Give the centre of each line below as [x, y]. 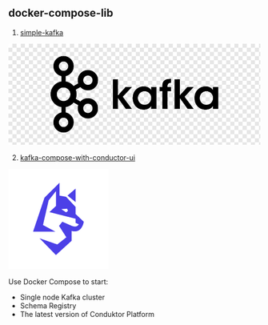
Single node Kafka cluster [62, 297]
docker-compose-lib [61, 13]
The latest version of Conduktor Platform [87, 314]
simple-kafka [42, 32]
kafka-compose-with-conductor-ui [78, 157]
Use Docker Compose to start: [58, 281]
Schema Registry [48, 305]
